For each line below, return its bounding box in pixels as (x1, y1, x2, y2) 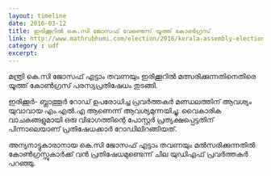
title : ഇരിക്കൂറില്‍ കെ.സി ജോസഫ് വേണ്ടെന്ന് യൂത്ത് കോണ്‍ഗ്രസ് (8, 27, 211, 35)
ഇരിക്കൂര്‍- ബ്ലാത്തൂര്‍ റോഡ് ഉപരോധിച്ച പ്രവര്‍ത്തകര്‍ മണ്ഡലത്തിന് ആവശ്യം (8, 97, 252, 106)
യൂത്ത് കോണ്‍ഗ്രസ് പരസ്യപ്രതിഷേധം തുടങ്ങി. (8, 81, 158, 90)
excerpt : (8, 49, 38, 57)
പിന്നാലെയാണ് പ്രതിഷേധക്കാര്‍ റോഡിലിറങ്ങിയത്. (8, 124, 177, 133)
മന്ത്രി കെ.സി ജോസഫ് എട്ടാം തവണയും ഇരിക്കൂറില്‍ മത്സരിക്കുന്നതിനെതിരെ (8, 72, 256, 81)
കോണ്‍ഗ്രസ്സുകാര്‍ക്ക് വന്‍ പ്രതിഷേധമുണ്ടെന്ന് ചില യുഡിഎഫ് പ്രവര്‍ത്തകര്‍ (8, 149, 248, 158)
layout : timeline (8, 11, 67, 20)
